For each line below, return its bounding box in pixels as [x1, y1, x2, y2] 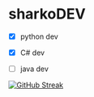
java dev [19, 64, 49, 74]
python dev [19, 32, 58, 41]
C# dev [19, 48, 45, 57]
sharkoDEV [8, 5, 87, 23]
